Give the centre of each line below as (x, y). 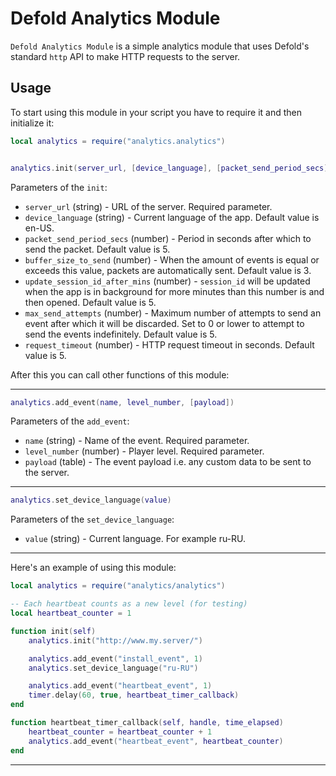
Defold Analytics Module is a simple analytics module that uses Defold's (160, 46)
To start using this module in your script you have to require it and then (156, 112)
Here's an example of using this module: (93, 568)
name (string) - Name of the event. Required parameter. (137, 441)
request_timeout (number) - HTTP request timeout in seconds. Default (169, 344)
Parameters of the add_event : (70, 421)
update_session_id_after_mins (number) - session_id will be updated (167, 281)
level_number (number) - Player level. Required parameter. (144, 451)
